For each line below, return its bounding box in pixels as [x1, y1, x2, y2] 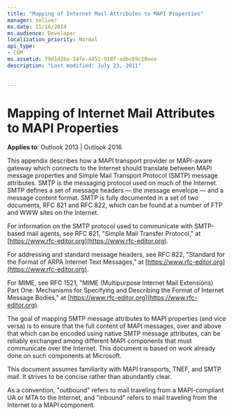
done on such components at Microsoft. [7, 352, 122, 360]
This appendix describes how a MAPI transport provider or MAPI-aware [7, 156, 213, 165]
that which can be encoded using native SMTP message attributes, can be [7, 329, 221, 338]
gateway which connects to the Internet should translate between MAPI [7, 164, 212, 172]
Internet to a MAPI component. [7, 401, 95, 409]
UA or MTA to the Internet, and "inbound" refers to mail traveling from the [7, 394, 218, 402]
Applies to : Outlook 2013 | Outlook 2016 [7, 143, 122, 151]
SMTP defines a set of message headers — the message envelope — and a [7, 186, 224, 195]
